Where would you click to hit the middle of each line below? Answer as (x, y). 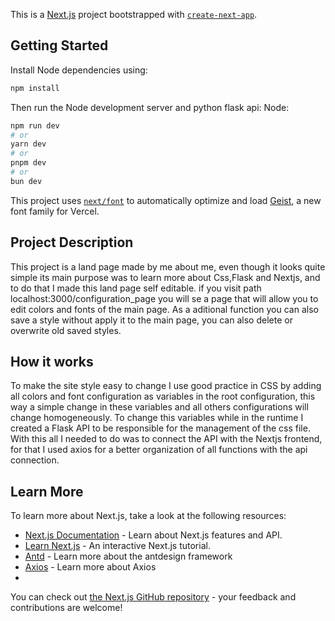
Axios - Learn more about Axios (90, 567)
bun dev (26, 181)
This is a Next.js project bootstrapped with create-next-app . (134, 14)
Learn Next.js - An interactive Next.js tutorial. (117, 546)
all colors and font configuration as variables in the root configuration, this (163, 396)
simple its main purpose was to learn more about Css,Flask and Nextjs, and (165, 277)
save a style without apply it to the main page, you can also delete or (151, 320)
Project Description (72, 242)
